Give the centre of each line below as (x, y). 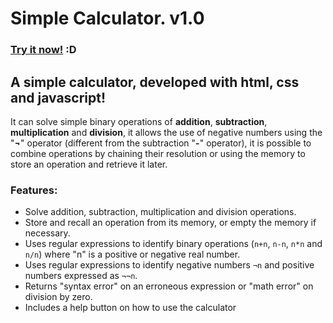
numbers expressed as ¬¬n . (81, 276)
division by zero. (58, 297)
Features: (34, 190)
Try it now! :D (43, 50)
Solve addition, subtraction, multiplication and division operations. (160, 212)
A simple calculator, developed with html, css (155, 82)
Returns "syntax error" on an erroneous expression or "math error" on (169, 286)
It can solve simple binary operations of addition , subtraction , (139, 121)
